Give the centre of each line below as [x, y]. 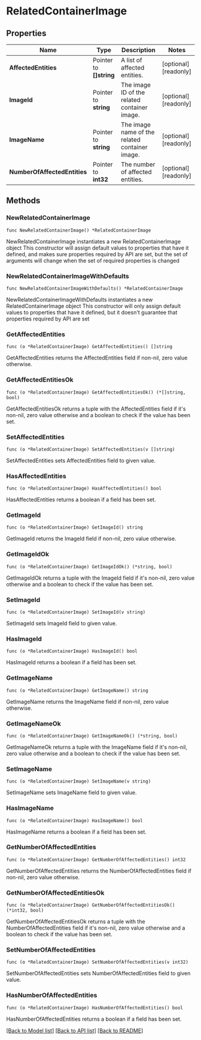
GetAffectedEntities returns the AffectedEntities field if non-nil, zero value [97, 358]
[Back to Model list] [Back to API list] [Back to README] [75, 1030]
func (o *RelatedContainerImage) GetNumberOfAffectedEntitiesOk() [91, 905]
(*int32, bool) [25, 910]
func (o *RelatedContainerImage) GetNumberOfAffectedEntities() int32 [96, 859]
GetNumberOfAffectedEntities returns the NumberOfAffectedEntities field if [99, 871]
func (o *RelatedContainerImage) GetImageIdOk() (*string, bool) [89, 567]
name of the [138, 132]
